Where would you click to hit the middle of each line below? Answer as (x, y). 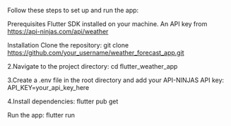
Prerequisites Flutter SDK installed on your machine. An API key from (107, 24)
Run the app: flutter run (41, 115)
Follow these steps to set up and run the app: (73, 10)
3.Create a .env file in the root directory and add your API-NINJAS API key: (116, 80)
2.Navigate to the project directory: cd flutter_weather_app (93, 66)
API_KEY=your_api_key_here (48, 87)
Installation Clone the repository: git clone (68, 45)
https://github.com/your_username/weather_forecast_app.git (96, 53)
